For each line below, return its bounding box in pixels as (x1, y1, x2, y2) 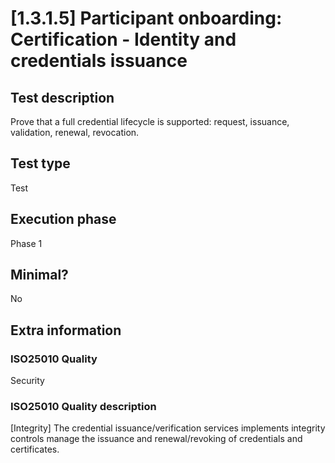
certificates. (10, 443, 60, 456)
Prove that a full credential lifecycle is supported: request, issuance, (10, 116, 290, 127)
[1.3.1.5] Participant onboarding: (10, 7, 283, 30)
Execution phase (10, 211, 117, 228)
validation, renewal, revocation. (10, 127, 140, 138)
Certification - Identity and (10, 28, 237, 51)
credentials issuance (10, 50, 188, 72)
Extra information (10, 322, 122, 339)
